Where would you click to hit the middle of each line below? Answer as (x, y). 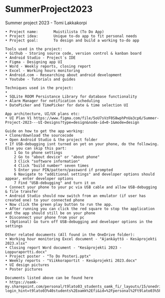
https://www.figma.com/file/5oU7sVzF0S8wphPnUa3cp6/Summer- (96, 118)
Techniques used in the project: (39, 88)
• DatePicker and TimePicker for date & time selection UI (67, 105)
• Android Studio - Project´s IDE (41, 58)
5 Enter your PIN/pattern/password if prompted (63, 170)
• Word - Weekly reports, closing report (48, 66)
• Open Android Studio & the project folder (51, 140)
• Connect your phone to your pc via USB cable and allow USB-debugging (81, 187)
